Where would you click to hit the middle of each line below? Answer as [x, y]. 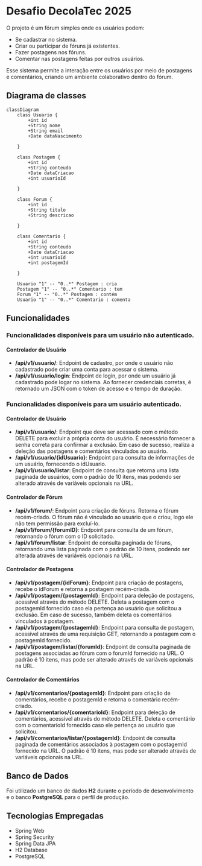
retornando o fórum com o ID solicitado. [65, 536]
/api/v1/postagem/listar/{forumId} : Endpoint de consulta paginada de [103, 646]
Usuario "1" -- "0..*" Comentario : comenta [74, 300]
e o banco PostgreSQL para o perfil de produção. [68, 797]
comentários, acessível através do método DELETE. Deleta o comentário [105, 719]
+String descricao [51, 215]
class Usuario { [38, 115]
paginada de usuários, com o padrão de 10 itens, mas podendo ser [98, 477]
